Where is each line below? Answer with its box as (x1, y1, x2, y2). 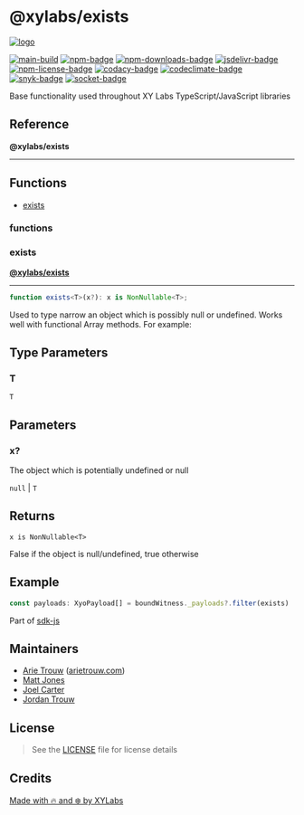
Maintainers (9, 640, 80, 657)
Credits (9, 771, 52, 786)
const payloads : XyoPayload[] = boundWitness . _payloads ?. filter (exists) (9, 599, 290, 608)
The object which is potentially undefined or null (9, 465, 189, 476)
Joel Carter (22, 685, 65, 696)
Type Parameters (9, 346, 109, 361)
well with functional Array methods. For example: (9, 318, 192, 329)
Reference (9, 117, 70, 132)
